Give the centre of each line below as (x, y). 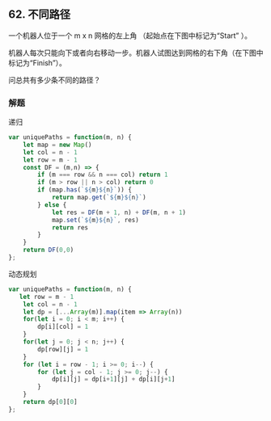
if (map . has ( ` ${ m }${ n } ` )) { (85, 190)
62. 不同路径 (40, 15)
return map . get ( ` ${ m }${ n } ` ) (99, 198)
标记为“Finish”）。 (38, 62)
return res (70, 227)
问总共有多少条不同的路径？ (55, 80)
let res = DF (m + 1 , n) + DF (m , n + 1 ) (119, 213)
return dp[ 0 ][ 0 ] (51, 402)
